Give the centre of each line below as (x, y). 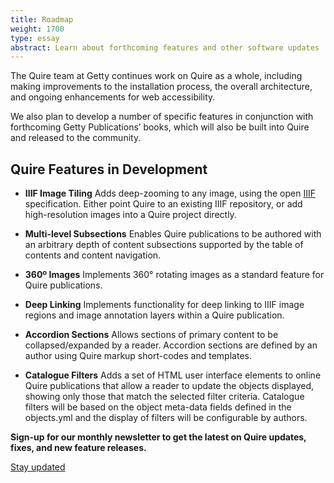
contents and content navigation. (93, 255)
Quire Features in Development (109, 169)
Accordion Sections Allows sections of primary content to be (151, 335)
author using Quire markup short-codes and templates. (138, 356)
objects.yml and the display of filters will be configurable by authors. (166, 418)
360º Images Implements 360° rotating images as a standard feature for (174, 275)
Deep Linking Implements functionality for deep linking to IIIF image (164, 305)
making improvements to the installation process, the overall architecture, (161, 87)
